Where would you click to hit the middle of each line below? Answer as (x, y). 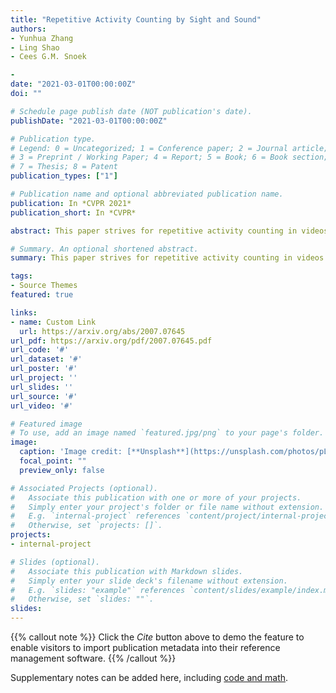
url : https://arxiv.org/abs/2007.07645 (102, 331)
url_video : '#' (42, 406)
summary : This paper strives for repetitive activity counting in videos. (169, 258)
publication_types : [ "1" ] (64, 176)
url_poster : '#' (44, 369)
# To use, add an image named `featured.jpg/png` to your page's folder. (167, 433)
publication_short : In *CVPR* (73, 212)
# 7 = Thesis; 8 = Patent (64, 167)
